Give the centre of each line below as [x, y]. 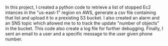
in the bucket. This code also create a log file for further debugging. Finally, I [84, 28]
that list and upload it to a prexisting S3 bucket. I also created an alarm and [82, 18]
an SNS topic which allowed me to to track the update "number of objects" [82, 23]
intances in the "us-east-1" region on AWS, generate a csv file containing [81, 12]
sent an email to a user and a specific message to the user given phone [79, 34]
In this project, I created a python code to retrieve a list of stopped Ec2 [78, 7]
